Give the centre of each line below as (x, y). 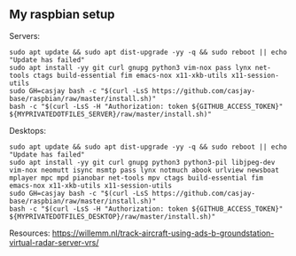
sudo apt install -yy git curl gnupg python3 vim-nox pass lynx (130, 67)
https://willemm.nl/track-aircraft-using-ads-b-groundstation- (163, 233)
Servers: (25, 35)
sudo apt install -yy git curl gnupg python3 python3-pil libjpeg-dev (142, 162)
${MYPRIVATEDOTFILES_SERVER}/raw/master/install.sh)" (111, 114)
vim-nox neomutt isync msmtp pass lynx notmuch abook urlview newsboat (144, 170)
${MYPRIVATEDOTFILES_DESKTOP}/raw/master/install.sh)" (113, 216)
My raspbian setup (62, 15)
